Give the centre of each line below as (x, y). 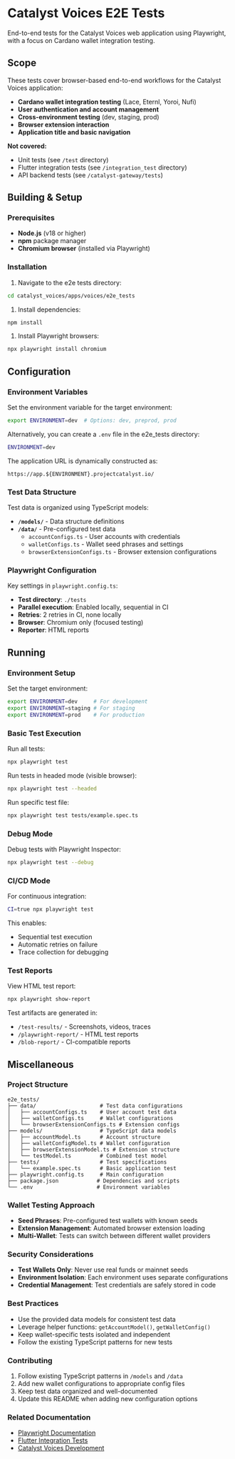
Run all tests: (26, 749)
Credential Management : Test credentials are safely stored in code (116, 1285)
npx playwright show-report (49, 999)
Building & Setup (45, 198)
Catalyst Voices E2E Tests (86, 13)
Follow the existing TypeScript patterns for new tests (95, 1342)
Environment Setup (42, 673)
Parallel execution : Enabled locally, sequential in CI (93, 607)
